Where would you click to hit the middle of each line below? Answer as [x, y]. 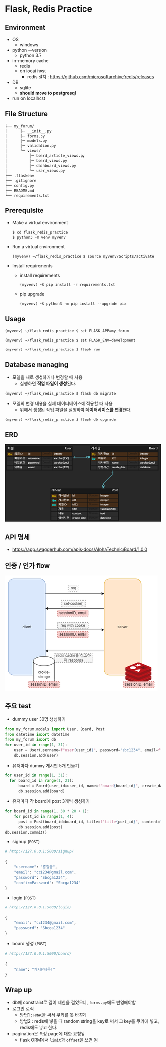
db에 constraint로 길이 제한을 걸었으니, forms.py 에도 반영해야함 [74, 1003]
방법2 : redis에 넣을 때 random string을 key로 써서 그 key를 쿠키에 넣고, [89, 1021]
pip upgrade [32, 294]
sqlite [25, 88]
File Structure [26, 114]
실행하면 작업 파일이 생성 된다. [48, 384]
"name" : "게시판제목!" [35, 969]
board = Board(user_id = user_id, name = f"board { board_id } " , [79, 786]
